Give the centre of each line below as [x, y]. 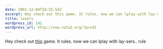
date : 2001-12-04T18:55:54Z [33, 9]
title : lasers [19, 18]
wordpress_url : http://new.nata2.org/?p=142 [51, 28]
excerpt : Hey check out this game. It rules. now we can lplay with [76, 14]
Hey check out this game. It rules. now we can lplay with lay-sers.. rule [76, 41]
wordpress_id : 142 [24, 23]
